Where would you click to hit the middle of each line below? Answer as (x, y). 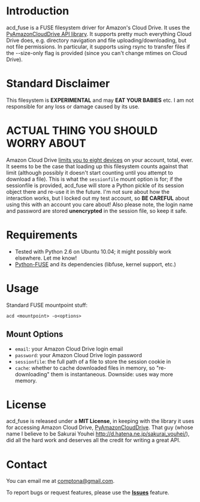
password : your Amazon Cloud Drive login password (78, 355)
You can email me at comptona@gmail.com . (60, 481)
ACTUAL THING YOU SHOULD (82, 131)
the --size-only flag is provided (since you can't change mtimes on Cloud (97, 53)
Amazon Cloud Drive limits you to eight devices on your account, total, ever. (100, 160)
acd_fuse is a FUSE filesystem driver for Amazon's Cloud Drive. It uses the (98, 28)
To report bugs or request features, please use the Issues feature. (88, 492)
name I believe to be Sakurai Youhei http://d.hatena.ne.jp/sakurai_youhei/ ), (98, 434)
